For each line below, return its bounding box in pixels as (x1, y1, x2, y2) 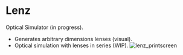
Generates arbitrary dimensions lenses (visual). (14, 35, 132, 42)
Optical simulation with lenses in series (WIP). (14, 42, 129, 49)
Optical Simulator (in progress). (5, 24, 84, 31)
